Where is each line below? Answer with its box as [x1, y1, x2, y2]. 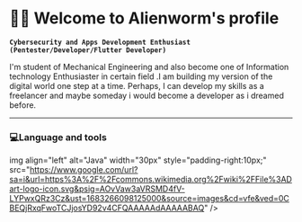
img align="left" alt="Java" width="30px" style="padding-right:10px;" [9, 155, 267, 165]
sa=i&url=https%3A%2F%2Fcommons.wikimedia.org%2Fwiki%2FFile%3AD [9, 174, 292, 185]
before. [9, 99, 37, 111]
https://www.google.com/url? [30, 164, 138, 175]
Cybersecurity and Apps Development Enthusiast [9, 38, 191, 47]
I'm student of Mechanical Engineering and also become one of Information [9, 61, 289, 72]
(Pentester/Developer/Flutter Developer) [9, 45, 167, 55]
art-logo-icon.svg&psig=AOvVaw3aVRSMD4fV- [9, 183, 186, 194]
